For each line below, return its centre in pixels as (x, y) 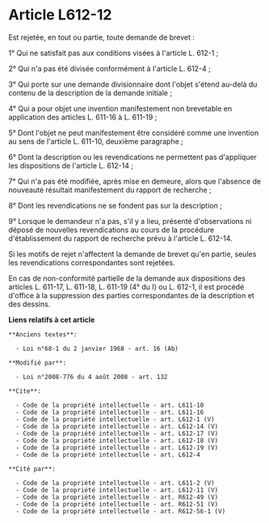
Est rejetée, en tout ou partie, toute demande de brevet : (102, 37)
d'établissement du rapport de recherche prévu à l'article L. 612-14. (120, 238)
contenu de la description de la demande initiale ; (90, 93)
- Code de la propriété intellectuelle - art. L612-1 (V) (116, 419)
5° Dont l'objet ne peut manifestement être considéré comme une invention (134, 133)
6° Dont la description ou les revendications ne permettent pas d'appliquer (132, 157)
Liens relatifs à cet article (52, 319)
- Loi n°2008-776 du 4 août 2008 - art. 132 (92, 377)
